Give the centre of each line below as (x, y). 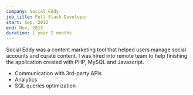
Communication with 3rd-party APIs (58, 73)
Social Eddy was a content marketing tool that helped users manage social (96, 50)
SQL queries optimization (45, 86)
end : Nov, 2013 (25, 28)
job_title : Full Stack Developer (47, 17)
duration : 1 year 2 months (39, 33)
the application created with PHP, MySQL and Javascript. (75, 62)
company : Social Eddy (33, 11)
